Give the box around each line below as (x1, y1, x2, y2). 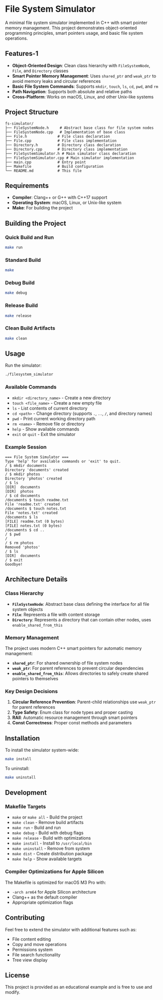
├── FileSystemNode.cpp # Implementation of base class (5, 129, 125, 134)
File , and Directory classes (12, 68, 69, 74)
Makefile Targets (5, 803, 46, 810)
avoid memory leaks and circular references (12, 78, 101, 84)
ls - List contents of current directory (12, 405, 88, 411)
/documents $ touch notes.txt (5, 506, 67, 511)
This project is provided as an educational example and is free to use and (5, 984, 152, 990)
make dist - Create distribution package (12, 851, 93, 857)
